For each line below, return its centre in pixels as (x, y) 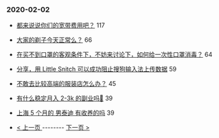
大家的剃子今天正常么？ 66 (54, 40)
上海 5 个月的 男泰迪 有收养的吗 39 (65, 113)
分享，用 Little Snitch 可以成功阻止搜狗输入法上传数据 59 (96, 69)
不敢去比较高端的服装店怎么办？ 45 (66, 84)
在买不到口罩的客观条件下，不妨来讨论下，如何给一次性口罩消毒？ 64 (114, 55)
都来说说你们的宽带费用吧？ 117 (61, 25)
